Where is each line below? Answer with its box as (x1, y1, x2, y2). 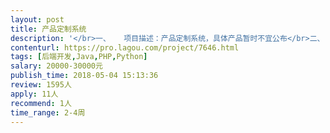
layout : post (10, 14, 65, 25)
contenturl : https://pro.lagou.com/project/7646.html (10, 42, 240, 53)
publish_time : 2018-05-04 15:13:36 (10, 71, 159, 81)
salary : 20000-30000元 (10, 61, 103, 71)
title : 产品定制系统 (10, 24, 87, 34)
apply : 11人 (10, 89, 59, 99)
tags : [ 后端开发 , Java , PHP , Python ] (10, 52, 148, 62)
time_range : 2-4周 (10, 107, 86, 118)
